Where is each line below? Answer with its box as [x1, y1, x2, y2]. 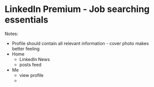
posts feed [19, 61, 42, 67]
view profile [19, 72, 44, 78]
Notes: [4, 30, 18, 36]
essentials [4, 14, 48, 25]
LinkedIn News [19, 56, 50, 62]
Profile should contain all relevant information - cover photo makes [11, 40, 149, 46]
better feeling [11, 45, 40, 51]
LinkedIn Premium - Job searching [4, 3, 150, 15]
